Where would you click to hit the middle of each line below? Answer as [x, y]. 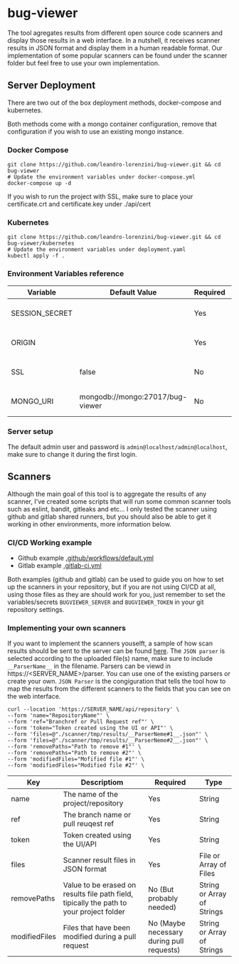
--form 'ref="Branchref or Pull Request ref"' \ [81, 722]
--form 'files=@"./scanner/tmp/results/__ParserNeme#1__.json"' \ [108, 734]
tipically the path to [95, 903]
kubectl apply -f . [36, 256]
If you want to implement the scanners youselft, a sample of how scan [110, 643]
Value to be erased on [100, 885]
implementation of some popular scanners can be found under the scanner [117, 55]
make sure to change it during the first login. [72, 454]
